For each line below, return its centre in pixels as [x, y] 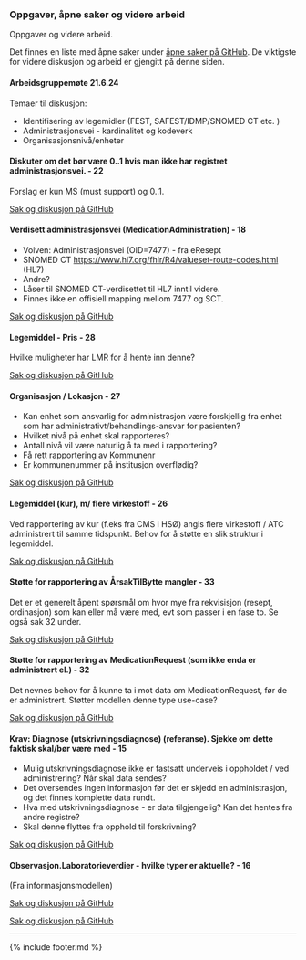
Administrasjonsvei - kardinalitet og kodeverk [107, 131]
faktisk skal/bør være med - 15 [68, 748]
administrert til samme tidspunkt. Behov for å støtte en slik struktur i [137, 533]
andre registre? [51, 818]
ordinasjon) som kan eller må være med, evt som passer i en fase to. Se [144, 612]
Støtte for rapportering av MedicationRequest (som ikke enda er [133, 660]
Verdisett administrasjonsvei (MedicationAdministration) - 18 [127, 230]
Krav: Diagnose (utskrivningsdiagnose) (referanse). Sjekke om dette [141, 738]
